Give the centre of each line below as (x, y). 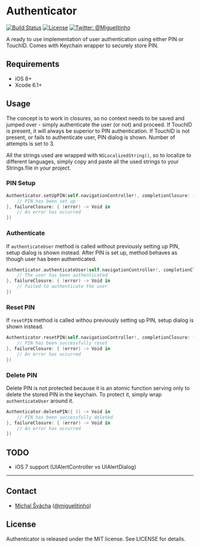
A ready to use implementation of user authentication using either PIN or (95, 39)
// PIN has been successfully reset (62, 343)
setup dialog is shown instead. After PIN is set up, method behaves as (92, 253)
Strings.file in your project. (39, 168)
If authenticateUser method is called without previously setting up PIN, (93, 246)
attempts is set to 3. (30, 143)
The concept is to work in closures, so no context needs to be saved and (95, 118)
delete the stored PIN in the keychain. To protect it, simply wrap (84, 394)
